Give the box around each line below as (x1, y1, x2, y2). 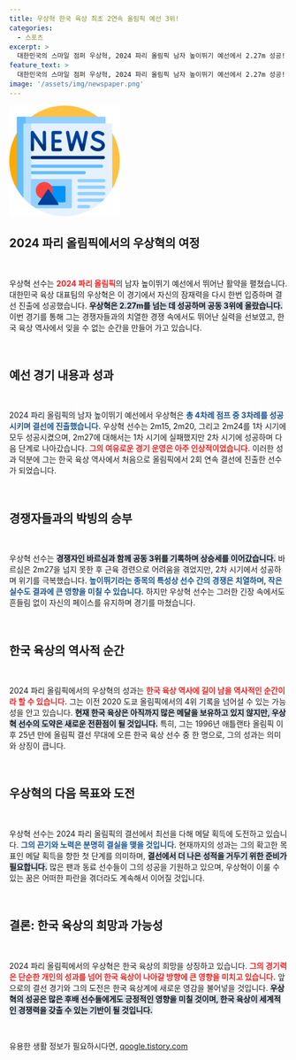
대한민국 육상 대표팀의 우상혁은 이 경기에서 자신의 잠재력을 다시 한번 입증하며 (9, 288, 274, 300)
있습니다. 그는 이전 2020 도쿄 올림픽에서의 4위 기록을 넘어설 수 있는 (35, 696, 270, 707)
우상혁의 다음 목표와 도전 (9, 786, 135, 801)
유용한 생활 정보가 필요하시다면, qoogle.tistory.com (9, 1041, 188, 1051)
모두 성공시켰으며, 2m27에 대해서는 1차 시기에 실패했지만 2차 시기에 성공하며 (9, 432, 274, 442)
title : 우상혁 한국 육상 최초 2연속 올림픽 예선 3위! (9, 14, 179, 23)
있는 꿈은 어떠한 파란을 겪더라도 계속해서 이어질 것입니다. (9, 872, 205, 883)
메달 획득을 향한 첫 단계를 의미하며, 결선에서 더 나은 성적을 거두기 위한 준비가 (25, 850, 287, 861)
